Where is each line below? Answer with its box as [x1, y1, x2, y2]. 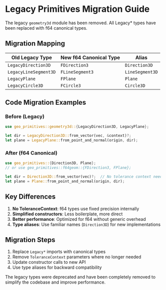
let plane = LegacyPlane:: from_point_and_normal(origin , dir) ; [5, 138, 138, 143]
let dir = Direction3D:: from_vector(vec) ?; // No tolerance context [5, 174, 152, 179]
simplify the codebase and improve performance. [5, 279, 106, 285]
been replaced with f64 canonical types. [5, 25, 87, 31]
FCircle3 [60, 83, 81, 88]
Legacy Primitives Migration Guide [5, 3, 150, 15]
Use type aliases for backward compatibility [12, 264, 102, 270]
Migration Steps [5, 236, 56, 244]
